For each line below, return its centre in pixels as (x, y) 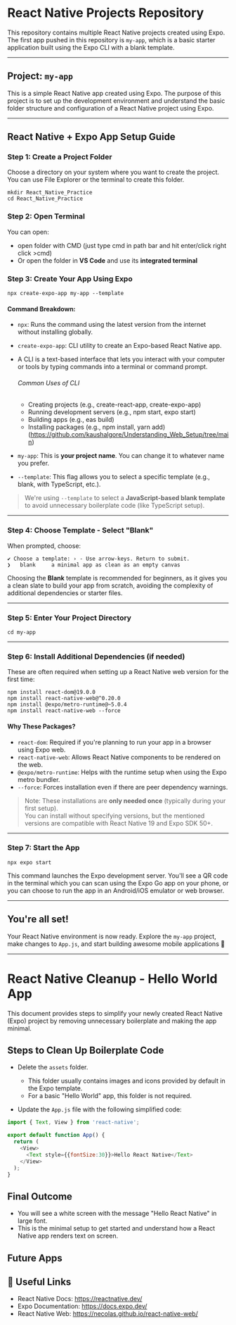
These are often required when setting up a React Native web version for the (118, 672)
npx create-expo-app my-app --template (66, 294)
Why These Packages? (41, 726)
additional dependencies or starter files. (65, 592)
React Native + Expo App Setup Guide (91, 137)
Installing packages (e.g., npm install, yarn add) (97, 427)
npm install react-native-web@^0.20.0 (64, 699)
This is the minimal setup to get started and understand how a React (116, 1228)
